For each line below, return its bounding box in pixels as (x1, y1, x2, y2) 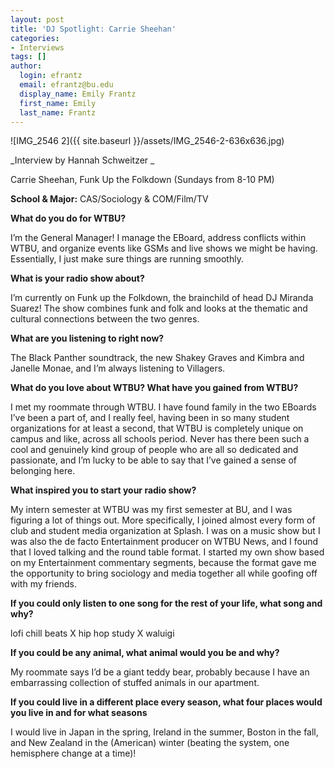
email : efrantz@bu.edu (19, 80, 114, 90)
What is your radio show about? (10, 272, 145, 285)
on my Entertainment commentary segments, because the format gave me (10, 557, 317, 569)
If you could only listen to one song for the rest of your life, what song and (10, 597, 323, 610)
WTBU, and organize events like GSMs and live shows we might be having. (10, 242, 318, 255)
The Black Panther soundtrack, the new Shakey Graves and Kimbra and (10, 352, 305, 364)
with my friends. (10, 578, 77, 590)
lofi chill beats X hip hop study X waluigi (10, 627, 175, 640)
